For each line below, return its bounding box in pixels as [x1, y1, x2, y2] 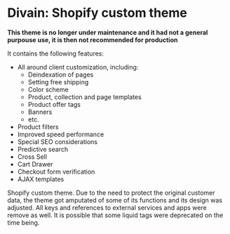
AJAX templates [17, 174, 65, 183]
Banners [27, 108, 53, 116]
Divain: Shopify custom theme [7, 5, 187, 21]
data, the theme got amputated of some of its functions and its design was [7, 195, 223, 204]
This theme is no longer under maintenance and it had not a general [7, 28, 208, 37]
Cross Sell [17, 152, 48, 161]
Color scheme [27, 85, 69, 93]
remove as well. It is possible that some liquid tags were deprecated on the [7, 211, 224, 219]
